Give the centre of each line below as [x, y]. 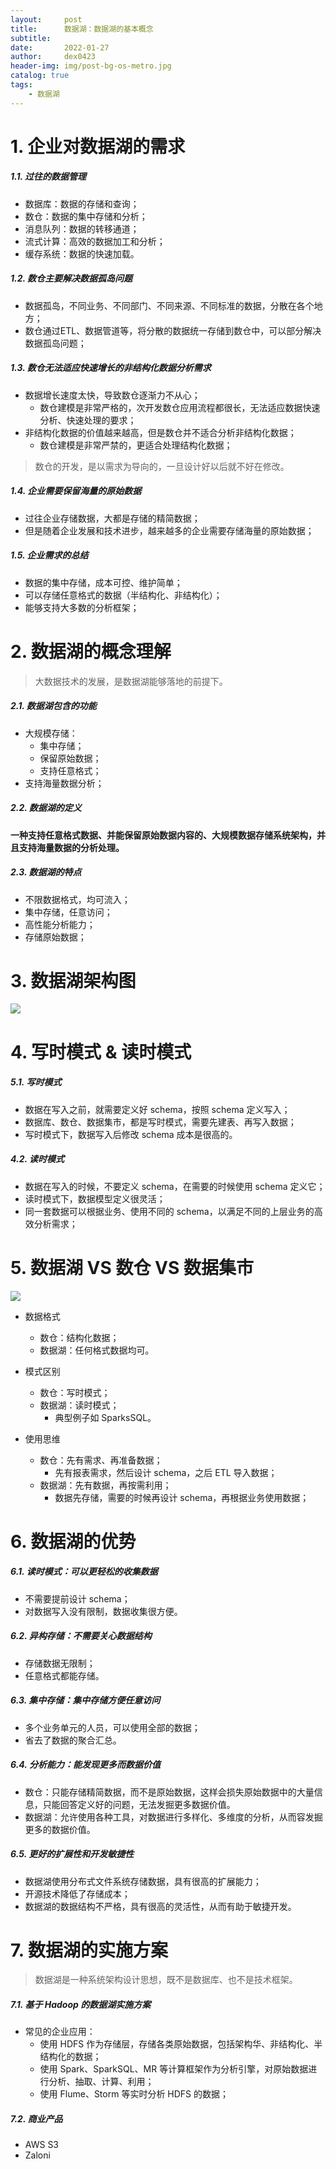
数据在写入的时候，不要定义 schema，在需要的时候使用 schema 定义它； [175, 1186]
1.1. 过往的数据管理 [48, 177]
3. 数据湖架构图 [73, 980]
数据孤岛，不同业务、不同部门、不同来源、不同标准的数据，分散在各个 [169, 305]
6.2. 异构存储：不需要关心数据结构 [81, 1636]
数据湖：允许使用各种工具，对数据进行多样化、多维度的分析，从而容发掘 [173, 1817]
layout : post [46, 19]
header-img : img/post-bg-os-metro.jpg [91, 66]
